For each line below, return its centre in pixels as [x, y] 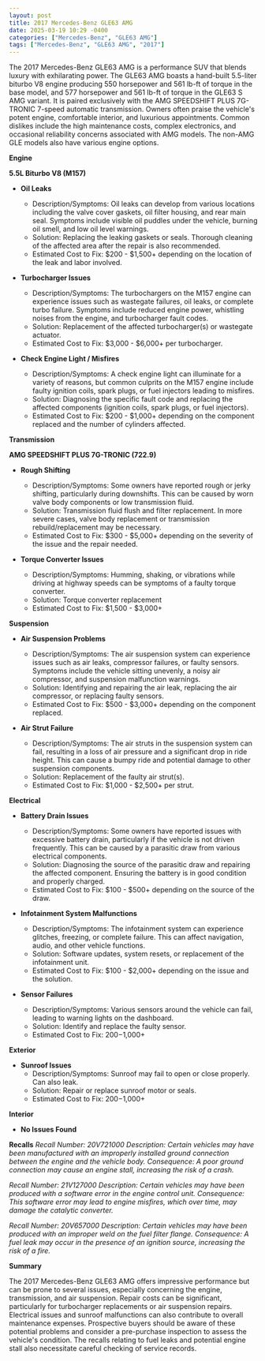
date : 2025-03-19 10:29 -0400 [59, 30]
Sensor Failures [47, 994]
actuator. [47, 335]
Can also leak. [55, 1082]
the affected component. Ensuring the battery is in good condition [139, 873]
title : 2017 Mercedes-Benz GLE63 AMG [71, 23]
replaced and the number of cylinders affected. [109, 424]
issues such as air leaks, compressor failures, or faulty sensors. [136, 663]
